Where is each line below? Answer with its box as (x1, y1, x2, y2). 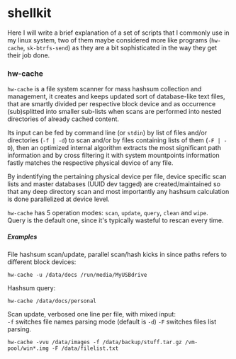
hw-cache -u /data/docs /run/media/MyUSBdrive (7, 271, 147, 279)
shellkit (7, 5, 52, 21)
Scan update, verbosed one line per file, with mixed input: (7, 310, 176, 319)
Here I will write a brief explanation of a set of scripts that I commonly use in (7, 28, 230, 37)
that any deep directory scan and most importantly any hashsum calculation (7, 188, 230, 196)
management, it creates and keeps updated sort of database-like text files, (7, 92, 225, 101)
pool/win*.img (7, 345, 50, 352)
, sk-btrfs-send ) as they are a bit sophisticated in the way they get (23, 43, 218, 52)
